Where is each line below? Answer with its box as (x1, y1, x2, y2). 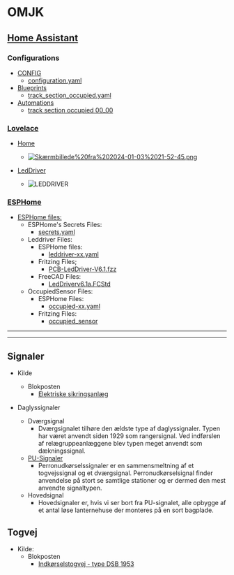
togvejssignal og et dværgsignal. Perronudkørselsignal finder (38, 469, 214, 477)
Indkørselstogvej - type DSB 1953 (38, 560, 134, 568)
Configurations (7, 53, 60, 63)
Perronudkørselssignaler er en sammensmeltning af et (38, 462, 194, 470)
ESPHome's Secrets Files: (27, 221, 102, 229)
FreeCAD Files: (38, 272, 81, 281)
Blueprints (17, 83, 47, 92)
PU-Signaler (27, 454, 63, 463)
